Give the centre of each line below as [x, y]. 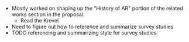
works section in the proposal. [48, 14]
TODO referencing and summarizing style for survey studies [84, 33]
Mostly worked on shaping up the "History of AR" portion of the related [97, 8]
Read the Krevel [39, 20]
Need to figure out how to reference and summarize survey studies [92, 26]
